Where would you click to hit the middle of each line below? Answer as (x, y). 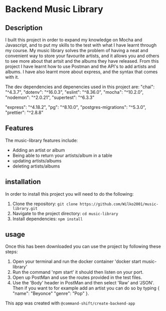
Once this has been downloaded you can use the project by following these (83, 246)
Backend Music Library (54, 9)
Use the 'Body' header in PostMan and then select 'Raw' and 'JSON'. (83, 283)
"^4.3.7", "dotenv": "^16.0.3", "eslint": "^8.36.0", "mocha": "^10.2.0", (74, 92)
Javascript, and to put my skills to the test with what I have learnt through (81, 45)
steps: (12, 252)
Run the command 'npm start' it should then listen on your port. (78, 272)
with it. (12, 77)
